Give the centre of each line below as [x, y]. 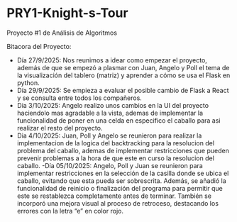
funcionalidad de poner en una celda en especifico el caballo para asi [118, 120]
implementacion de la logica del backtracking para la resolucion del [115, 143]
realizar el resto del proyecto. [60, 128]
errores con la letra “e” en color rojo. [70, 211]
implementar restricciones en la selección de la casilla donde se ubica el [123, 173]
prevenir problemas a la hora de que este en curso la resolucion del [115, 158]
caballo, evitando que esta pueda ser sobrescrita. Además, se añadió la [121, 181]
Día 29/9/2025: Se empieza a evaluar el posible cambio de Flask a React [123, 90]
